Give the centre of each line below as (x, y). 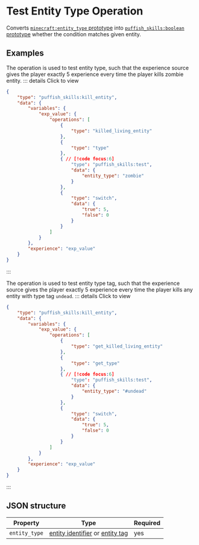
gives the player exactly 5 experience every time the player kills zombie (95, 74)
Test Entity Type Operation (75, 11)
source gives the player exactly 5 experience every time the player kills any (99, 289)
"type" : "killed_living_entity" (112, 131)
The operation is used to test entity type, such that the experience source (97, 68)
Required (147, 523)
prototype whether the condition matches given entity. (74, 34)
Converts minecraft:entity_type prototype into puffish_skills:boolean (96, 28)
